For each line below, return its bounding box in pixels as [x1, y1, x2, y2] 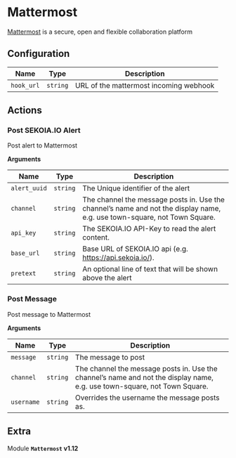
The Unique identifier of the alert [81, 183, 190, 193]
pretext [11, 270, 37, 277]
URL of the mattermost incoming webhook [74, 80, 215, 90]
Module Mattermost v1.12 [7, 444, 79, 452]
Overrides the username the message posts [74, 393, 220, 403]
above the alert [81, 273, 132, 283]
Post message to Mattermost [7, 310, 91, 318]
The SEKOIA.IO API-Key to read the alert [81, 224, 216, 234]
